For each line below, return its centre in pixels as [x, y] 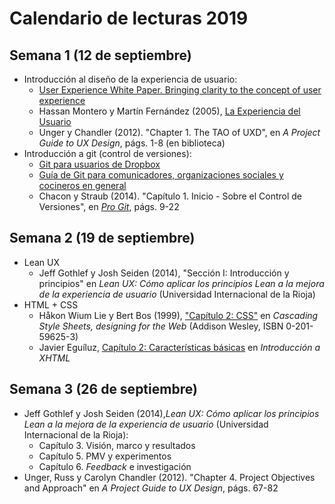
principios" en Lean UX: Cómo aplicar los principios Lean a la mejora [181, 283]
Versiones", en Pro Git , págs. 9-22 [109, 206]
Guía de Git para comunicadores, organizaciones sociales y [161, 175]
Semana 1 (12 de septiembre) [100, 55]
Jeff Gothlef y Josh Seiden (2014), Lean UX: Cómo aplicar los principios [171, 413]
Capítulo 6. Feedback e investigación [115, 466]
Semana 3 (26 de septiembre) [103, 389]
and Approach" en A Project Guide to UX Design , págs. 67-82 [151, 488]
